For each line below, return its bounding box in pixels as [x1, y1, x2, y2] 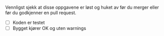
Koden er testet [12, 20, 45, 25]
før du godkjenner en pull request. [5, 10, 77, 16]
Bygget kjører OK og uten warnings [12, 25, 87, 31]
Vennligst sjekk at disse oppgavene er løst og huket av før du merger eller [5, 5, 159, 10]
